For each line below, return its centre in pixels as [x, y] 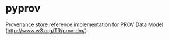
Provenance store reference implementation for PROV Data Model [85, 24]
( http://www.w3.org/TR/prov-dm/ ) [46, 30]
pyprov [23, 8]
